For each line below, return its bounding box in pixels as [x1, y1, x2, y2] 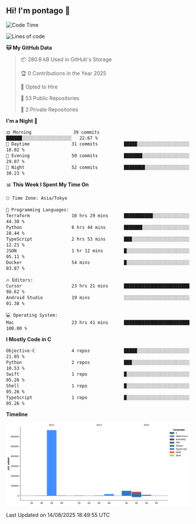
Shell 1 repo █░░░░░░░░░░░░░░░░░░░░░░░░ [6, 383, 190, 389]
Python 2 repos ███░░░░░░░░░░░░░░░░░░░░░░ [6, 359, 190, 365]
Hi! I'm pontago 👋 [6, 6, 70, 16]
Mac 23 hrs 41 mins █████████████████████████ [6, 320, 190, 326]
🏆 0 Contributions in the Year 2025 [20, 70, 106, 77]
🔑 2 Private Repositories [20, 106, 79, 113]
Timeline [6, 410, 28, 417]
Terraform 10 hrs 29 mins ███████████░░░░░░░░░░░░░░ [6, 213, 190, 218]
